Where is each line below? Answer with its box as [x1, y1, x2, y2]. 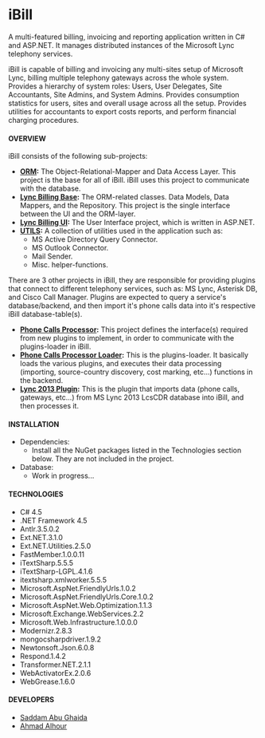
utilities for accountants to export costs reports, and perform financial [8, 106, 236, 116]
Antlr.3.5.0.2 [19, 524, 60, 534]
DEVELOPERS [8, 695, 54, 704]
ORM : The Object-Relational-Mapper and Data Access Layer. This [19, 167, 236, 176]
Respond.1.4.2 [19, 651, 66, 661]
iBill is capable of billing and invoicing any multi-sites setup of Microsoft [8, 64, 244, 73]
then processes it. [19, 401, 80, 411]
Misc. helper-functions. [31, 260, 109, 270]
